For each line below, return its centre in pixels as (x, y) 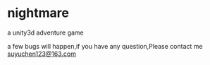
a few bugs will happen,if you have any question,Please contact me (105, 46)
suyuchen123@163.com (42, 54)
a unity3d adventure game (46, 32)
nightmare (38, 13)
